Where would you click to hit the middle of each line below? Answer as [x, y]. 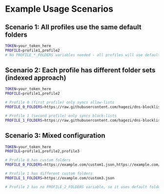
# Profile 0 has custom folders [38, 160]
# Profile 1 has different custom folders [49, 173]
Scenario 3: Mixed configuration [55, 136]
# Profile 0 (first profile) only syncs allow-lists [60, 103]
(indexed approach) [36, 78]
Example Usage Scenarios [59, 9]
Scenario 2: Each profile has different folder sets [80, 70]
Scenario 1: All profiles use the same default [73, 27]
